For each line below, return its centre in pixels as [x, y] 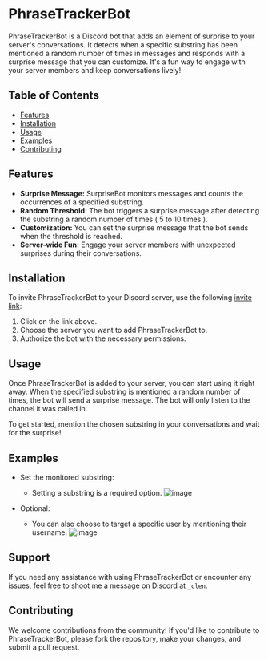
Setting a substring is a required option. [97, 493]
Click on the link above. [58, 322]
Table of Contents [54, 96]
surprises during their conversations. [81, 253]
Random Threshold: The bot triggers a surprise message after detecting [140, 210]
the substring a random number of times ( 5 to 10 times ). [114, 219]
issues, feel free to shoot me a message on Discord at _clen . [108, 585]
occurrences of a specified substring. [82, 202]
